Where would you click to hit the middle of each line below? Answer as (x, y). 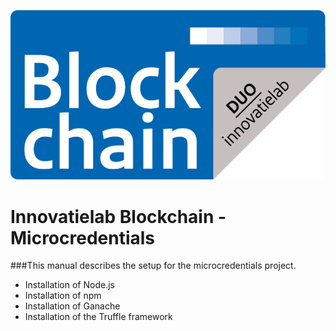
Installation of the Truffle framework (98, 317)
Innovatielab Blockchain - (118, 216)
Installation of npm (63, 296)
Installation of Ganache (72, 306)
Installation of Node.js (69, 285)
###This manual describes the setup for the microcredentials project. (153, 266)
